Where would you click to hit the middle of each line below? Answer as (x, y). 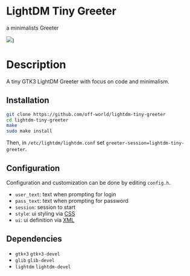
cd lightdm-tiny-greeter (37, 120)
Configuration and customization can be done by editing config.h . (88, 183)
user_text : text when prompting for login (65, 194)
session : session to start (45, 207)
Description (36, 65)
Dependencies (34, 239)
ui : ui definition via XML (45, 220)
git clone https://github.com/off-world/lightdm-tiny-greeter (86, 114)
